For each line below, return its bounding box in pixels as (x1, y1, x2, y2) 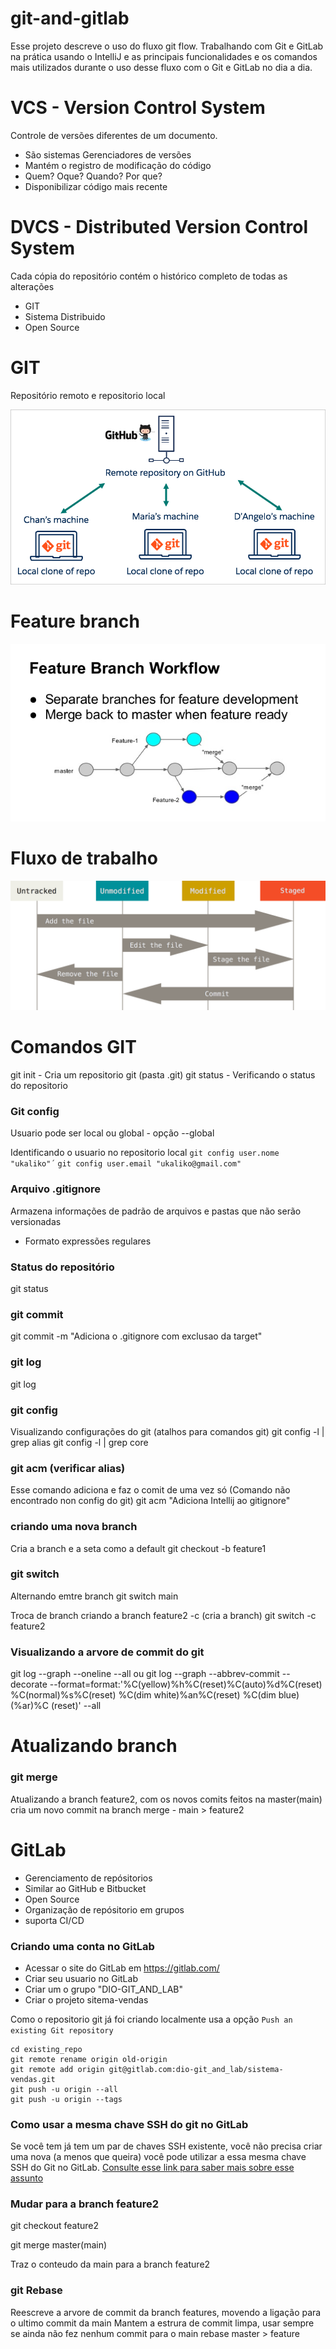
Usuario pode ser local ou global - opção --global (10, 1127, 215, 1139)
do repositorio (10, 1080, 68, 1092)
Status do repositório (10, 1260, 115, 1274)
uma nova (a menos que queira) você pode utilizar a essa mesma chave (10, 2151, 307, 2163)
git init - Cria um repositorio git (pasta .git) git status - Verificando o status (10, 1069, 316, 1081)
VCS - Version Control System (10, 97, 266, 119)
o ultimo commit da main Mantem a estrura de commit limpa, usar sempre (10, 2317, 315, 2329)
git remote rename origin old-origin (10, 2054, 168, 2064)
